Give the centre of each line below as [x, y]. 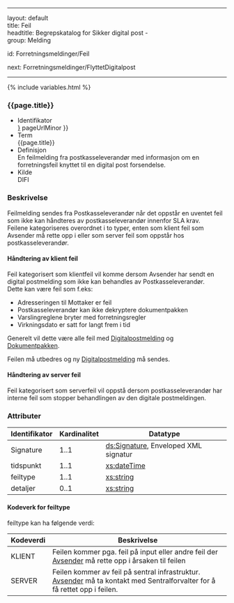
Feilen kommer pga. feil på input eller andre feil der [135, 551]
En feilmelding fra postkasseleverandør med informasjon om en [108, 158]
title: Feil [19, 25]
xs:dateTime [126, 466]
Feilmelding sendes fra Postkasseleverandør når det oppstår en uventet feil [115, 213]
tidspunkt [26, 466]
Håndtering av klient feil [43, 259]
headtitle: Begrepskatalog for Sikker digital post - [78, 33]
